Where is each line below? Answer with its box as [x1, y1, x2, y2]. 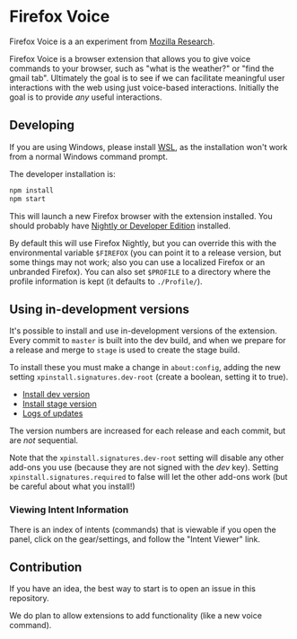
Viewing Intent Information [9, 503, 129, 516]
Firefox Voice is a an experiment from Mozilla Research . [9, 36, 215, 47]
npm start [9, 194, 47, 203]
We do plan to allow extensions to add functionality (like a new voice [9, 610, 263, 621]
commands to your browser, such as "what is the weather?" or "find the [9, 63, 275, 74]
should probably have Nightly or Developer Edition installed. [9, 220, 231, 231]
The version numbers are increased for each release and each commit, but [9, 425, 286, 437]
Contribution [9, 560, 83, 574]
